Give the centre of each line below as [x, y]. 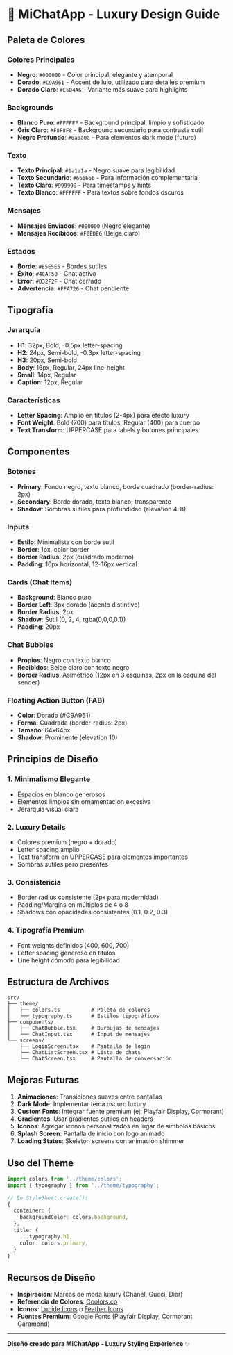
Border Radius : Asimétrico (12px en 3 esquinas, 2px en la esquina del [116, 675]
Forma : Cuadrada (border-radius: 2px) [72, 723]
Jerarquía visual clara [48, 809]
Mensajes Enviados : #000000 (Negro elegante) [84, 226]
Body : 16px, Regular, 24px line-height [71, 367]
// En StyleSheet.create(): [48, 1198]
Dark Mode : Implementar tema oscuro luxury [81, 1104]
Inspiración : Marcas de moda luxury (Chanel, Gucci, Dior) [100, 1295]
